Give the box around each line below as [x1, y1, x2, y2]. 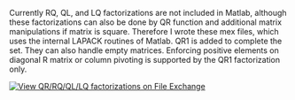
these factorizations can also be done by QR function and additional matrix [9, 17, 282, 27]
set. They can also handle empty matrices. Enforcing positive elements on [9, 45, 279, 56]
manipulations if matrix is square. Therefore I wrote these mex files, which [9, 27, 279, 36]
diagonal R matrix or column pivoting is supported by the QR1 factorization [9, 55, 281, 65]
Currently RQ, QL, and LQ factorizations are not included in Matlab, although [9, 8, 287, 18]
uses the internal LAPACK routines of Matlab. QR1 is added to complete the [9, 35, 283, 46]
